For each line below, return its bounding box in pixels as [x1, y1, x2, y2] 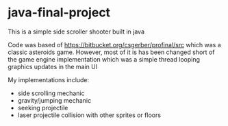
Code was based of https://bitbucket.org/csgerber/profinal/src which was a [8, 40, 221, 49]
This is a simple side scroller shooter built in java [8, 27, 145, 36]
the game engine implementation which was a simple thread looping [8, 55, 201, 63]
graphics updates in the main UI [8, 62, 98, 71]
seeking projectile [17, 103, 68, 112]
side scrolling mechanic [17, 89, 85, 97]
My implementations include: [8, 75, 90, 84]
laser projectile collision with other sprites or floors [17, 111, 162, 119]
